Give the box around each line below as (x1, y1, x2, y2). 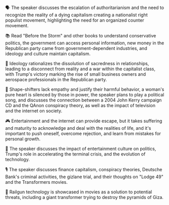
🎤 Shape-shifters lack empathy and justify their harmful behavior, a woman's (5, 86, 164, 92)
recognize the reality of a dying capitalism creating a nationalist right (5, 12, 148, 18)
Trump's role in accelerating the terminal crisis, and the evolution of (5, 151, 146, 157)
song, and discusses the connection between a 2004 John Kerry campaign (5, 97, 162, 103)
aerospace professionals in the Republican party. (5, 77, 107, 82)
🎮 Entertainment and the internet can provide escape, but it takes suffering (5, 118, 162, 124)
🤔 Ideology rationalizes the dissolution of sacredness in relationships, (5, 61, 149, 66)
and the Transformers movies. (5, 179, 68, 185)
